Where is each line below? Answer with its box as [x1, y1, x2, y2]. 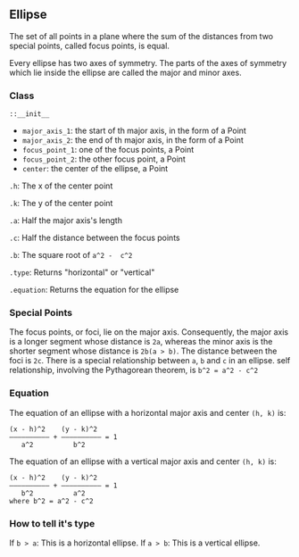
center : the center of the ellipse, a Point [21, 163, 169, 174]
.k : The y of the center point [9, 198, 113, 209]
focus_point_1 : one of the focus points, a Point [21, 145, 195, 155]
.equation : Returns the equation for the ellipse [9, 285, 179, 295]
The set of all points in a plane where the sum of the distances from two [9, 30, 274, 41]
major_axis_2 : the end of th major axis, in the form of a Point [21, 135, 244, 145]
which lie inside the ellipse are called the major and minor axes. [9, 67, 243, 78]
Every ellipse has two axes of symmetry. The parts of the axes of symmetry [9, 57, 287, 68]
